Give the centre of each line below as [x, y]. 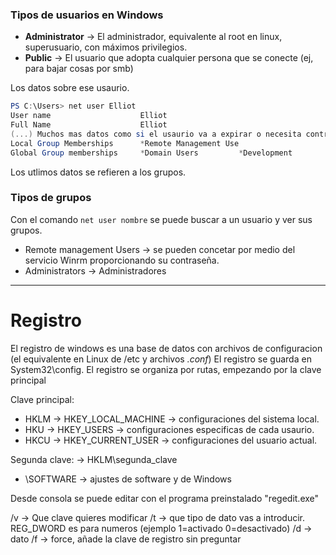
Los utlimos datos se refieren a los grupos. [98, 172]
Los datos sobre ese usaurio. [70, 88]
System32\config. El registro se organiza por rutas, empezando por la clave [166, 369]
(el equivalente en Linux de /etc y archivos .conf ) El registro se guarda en [161, 359]
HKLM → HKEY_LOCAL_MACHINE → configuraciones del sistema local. [172, 419]
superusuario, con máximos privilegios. [106, 47]
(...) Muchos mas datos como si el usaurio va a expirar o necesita [156, 134]
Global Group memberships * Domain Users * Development [151, 153]
